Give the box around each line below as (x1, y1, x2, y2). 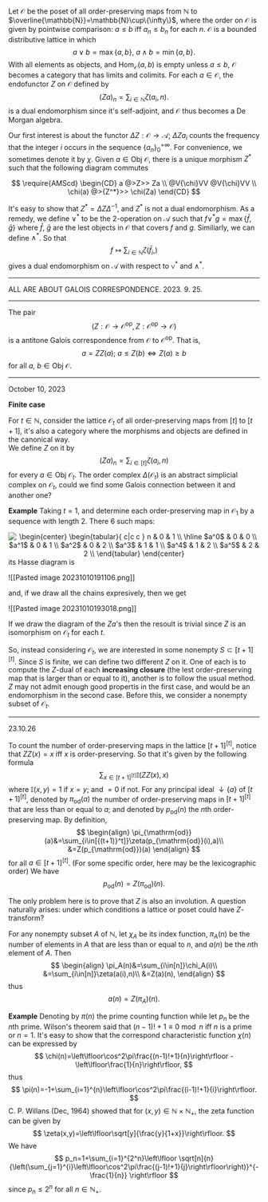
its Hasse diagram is (8, 558, 75, 567)
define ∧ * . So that (8, 231, 67, 242)
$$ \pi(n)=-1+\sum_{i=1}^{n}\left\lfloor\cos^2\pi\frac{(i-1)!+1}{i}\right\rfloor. (10, 1084, 258, 1094)
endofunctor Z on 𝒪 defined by (8, 79, 109, 89)
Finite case (8, 400, 45, 409)
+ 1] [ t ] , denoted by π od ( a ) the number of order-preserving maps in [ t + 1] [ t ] (8, 793, 251, 806)
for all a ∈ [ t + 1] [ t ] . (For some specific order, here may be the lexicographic (8, 857, 257, 868)
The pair (8, 307, 36, 317)
